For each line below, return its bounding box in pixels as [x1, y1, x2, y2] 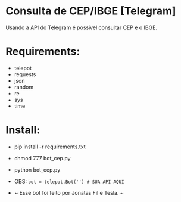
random [14, 83, 34, 91]
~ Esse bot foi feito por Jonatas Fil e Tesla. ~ [14, 189, 124, 196]
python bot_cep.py [14, 166, 61, 173]
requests [14, 70, 36, 78]
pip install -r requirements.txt [14, 143, 86, 150]
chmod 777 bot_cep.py [14, 154, 71, 161]
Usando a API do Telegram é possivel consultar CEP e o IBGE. [5, 24, 158, 31]
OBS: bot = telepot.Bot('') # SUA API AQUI [14, 178, 124, 185]
